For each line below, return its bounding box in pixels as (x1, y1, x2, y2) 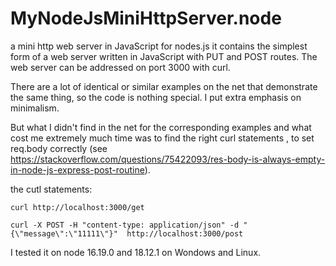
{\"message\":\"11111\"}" (10, 228, 118, 239)
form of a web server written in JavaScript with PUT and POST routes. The (10, 50, 318, 62)
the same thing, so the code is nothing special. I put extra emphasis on (10, 91, 302, 103)
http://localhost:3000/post (126, 228, 244, 239)
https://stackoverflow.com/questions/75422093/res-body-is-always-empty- (10, 153, 326, 165)
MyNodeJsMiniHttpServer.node (10, 7, 282, 30)
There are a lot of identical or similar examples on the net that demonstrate (10, 80, 318, 92)
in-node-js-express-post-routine (10, 163, 145, 176)
